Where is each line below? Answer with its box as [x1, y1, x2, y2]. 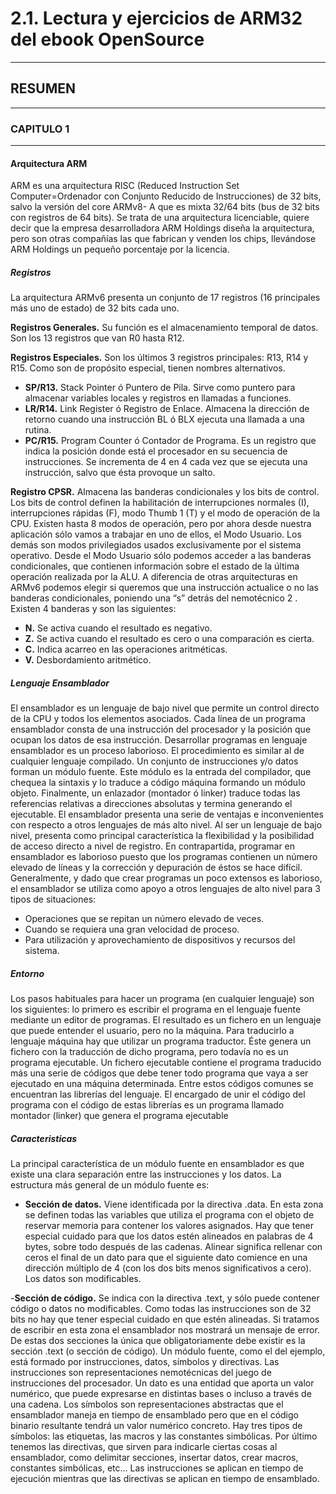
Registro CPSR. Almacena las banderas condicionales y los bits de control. [10, 486, 320, 498]
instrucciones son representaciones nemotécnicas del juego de [10, 1367, 272, 1379]
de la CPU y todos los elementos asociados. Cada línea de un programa [10, 713, 306, 725]
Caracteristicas [10, 1132, 78, 1144]
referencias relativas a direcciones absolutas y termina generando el [10, 798, 293, 810]
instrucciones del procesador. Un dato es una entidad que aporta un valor [10, 1377, 315, 1389]
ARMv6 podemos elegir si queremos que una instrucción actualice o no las [10, 582, 319, 594]
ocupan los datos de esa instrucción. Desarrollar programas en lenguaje [10, 734, 308, 746]
